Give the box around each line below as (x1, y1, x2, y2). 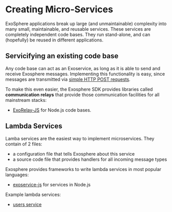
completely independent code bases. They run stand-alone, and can (5, 31, 150, 37)
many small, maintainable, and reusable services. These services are (5, 26, 151, 32)
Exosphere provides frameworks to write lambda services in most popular (5, 166, 162, 172)
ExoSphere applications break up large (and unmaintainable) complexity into (5, 20, 167, 27)
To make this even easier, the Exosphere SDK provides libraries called (5, 86, 153, 92)
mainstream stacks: (5, 97, 47, 103)
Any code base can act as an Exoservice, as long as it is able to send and (5, 65, 161, 71)
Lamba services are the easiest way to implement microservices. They (5, 135, 155, 141)
